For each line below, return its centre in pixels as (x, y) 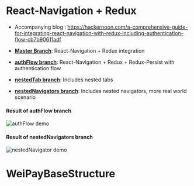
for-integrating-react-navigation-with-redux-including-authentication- (99, 33)
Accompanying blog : (40, 27)
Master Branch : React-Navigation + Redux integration (79, 50)
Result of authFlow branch (39, 111)
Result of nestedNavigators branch (50, 137)
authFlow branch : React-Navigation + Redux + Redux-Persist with (94, 62)
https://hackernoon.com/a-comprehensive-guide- (127, 27)
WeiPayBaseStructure (61, 173)
